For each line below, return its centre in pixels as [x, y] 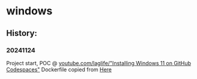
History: [22, 33]
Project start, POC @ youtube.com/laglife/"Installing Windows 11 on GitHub [98, 63]
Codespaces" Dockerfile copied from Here [59, 69]
